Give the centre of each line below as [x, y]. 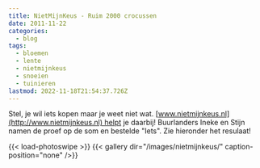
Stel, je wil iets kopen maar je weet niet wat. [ [84, 114]
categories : [28, 31]
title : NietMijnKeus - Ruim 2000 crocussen [83, 16]
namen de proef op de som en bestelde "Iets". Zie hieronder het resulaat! [130, 131]
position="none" [36, 155]
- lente [29, 61]
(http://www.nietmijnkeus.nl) [56, 123]
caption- [239, 147]
